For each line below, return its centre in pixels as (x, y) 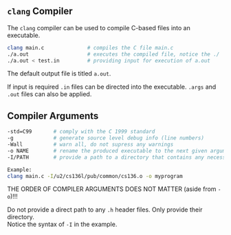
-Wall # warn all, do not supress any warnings (90, 144)
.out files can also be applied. (49, 94)
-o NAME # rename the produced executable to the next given (107, 150)
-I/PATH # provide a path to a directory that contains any (106, 157)
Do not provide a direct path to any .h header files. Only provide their (105, 210)
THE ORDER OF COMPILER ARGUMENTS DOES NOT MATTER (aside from (112, 189)
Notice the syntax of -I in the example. (62, 224)
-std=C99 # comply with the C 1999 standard (81, 132)
